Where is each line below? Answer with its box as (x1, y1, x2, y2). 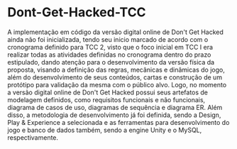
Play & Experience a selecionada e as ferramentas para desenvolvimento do (7, 118, 230, 126)
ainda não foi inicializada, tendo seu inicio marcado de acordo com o (7, 35, 209, 43)
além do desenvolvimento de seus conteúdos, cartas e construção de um (7, 72, 222, 82)
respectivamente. (7, 133, 59, 142)
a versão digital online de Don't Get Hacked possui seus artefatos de (7, 88, 208, 96)
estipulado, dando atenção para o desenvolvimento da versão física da (7, 57, 215, 66)
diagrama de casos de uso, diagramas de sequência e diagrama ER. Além (7, 103, 223, 111)
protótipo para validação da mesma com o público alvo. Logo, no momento (7, 80, 227, 89)
